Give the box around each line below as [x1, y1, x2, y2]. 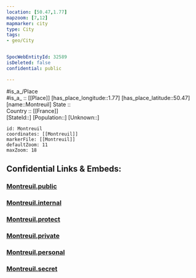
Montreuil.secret [6, 264, 58, 273]
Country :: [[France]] [6, 107, 58, 114]
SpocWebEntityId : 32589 [6, 54, 68, 60]
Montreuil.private [6, 231, 60, 240]
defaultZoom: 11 [6, 142, 48, 148]
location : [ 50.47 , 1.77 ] [6, 9, 68, 15]
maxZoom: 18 [6, 147, 37, 153]
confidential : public [6, 65, 62, 71]
